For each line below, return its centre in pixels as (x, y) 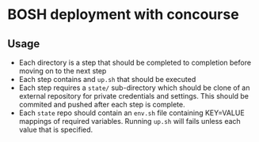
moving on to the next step (63, 71)
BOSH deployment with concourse (123, 15)
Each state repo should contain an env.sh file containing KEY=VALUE (131, 113)
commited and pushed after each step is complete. (102, 105)
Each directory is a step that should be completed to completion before (135, 62)
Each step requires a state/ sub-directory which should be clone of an (134, 88)
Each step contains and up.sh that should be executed (107, 79)
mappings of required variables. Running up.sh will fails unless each (129, 121)
